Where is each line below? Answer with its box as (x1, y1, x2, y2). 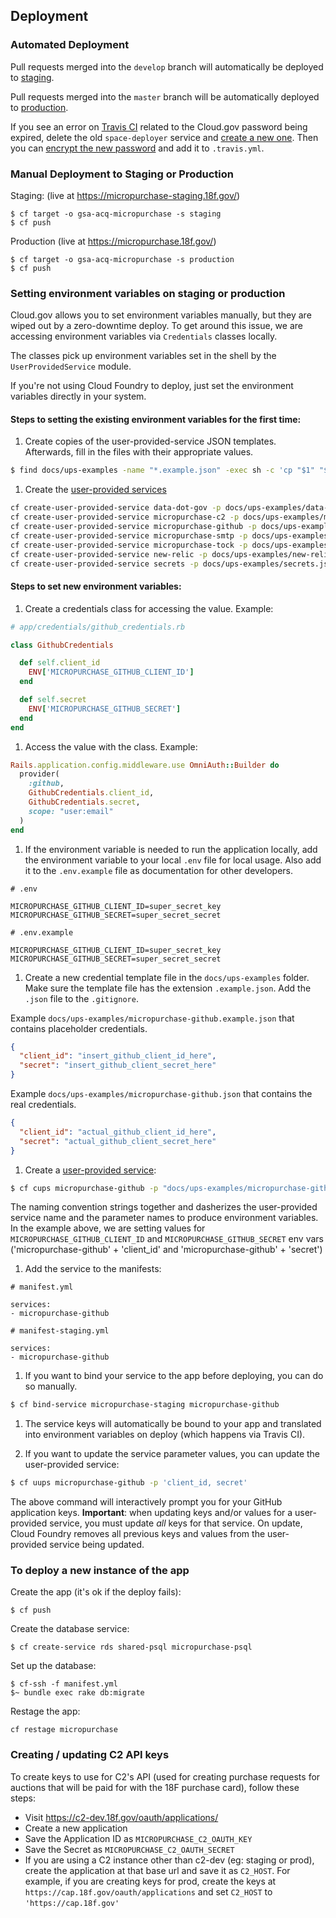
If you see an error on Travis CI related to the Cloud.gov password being (10, 120, 308, 133)
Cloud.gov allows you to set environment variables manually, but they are (10, 309, 312, 321)
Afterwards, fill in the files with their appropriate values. (24, 446, 254, 458)
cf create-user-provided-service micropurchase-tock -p (10, 540, 248, 550)
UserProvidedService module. (10, 360, 132, 373)
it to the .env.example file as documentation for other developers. (24, 864, 293, 876)
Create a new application (24, 1822, 128, 1834)
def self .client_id (19, 658, 101, 668)
